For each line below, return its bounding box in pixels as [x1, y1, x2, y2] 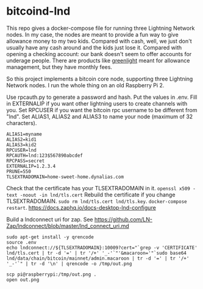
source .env [6, 239, 37, 245]
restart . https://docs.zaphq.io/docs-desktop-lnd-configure [6, 204, 157, 211]
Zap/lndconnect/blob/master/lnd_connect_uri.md [6, 222, 129, 229]
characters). [6, 119, 37, 126]
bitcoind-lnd [6, 4, 71, 18]
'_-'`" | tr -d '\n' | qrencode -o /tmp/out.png [6, 260, 132, 266]
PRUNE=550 [6, 168, 32, 174]
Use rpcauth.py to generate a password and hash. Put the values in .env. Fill [6, 93, 198, 101]
